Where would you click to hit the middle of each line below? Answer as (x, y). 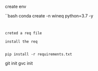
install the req (21, 42)
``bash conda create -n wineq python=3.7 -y (49, 16)
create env (16, 7)
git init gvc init (19, 63)
